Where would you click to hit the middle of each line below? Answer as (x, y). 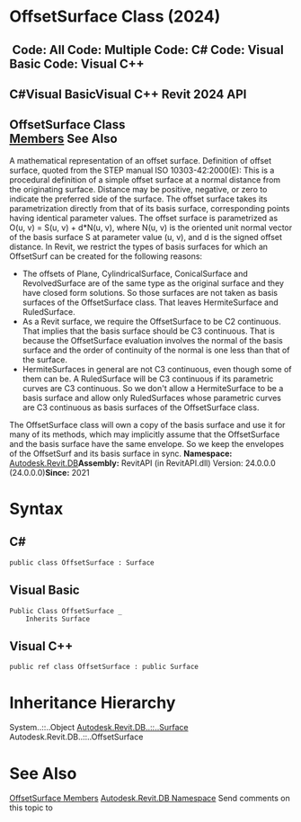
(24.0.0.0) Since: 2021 (49, 472)
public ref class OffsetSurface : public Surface (104, 667)
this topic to (31, 808)
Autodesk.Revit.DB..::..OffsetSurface (76, 737)
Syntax (36, 509)
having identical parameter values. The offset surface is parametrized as (144, 218)
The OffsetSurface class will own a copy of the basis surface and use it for (147, 424)
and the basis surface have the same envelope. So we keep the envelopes (147, 443)
